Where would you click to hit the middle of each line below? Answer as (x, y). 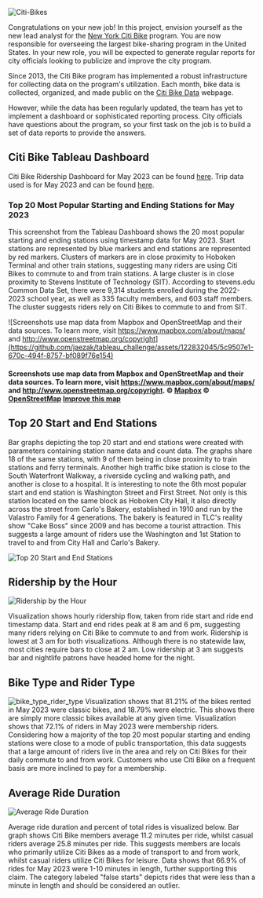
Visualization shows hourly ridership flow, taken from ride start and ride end (131, 616)
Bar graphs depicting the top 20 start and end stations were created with (126, 442)
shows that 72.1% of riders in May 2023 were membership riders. (114, 727)
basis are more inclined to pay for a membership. (88, 768)
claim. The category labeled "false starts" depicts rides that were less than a (132, 877)
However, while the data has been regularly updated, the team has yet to (126, 108)
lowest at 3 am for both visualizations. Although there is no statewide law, (127, 641)
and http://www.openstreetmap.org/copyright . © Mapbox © (109, 390)
